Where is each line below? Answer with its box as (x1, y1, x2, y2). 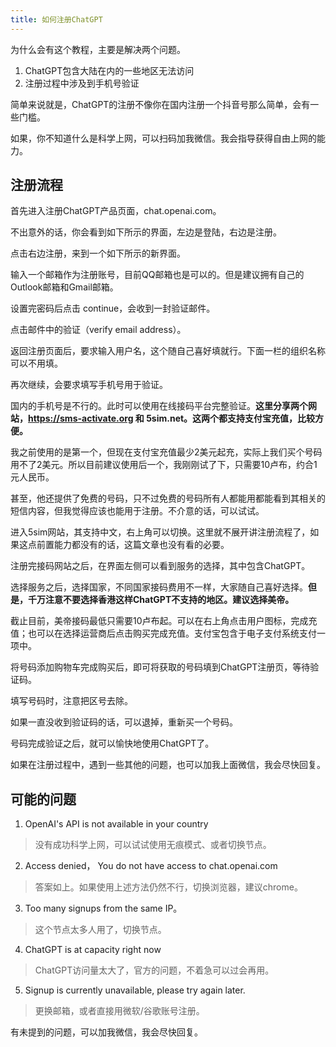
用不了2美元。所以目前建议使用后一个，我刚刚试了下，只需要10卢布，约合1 (10, 459, 318, 471)
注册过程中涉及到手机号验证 (24, 77, 140, 89)
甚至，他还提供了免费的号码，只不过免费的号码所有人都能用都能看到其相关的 (10, 492, 326, 505)
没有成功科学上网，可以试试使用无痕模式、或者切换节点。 (34, 839, 272, 851)
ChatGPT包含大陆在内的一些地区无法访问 (24, 64, 195, 76)
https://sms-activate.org (28, 412, 134, 425)
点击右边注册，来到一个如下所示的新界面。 (10, 247, 186, 260)
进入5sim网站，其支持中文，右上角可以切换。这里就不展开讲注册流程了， (10, 526, 311, 538)
